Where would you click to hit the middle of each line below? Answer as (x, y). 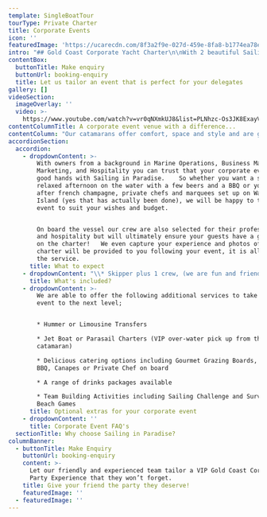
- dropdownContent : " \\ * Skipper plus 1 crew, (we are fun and (130, 274)
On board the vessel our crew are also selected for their (137, 229)
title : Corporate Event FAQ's (79, 426)
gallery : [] (28, 89)
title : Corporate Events (49, 30)
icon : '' (23, 38)
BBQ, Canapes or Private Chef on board (103, 368)
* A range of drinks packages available (104, 383)
